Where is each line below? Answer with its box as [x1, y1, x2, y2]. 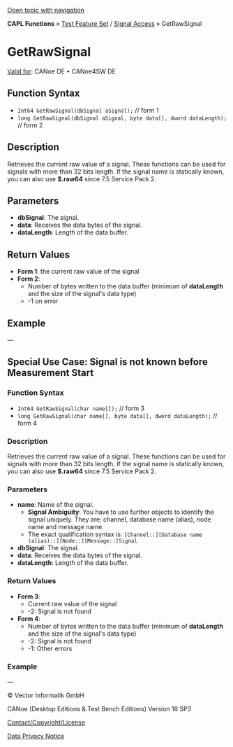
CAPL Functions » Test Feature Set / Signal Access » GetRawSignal [7, 20, 202, 27]
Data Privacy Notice [7, 732, 65, 740]
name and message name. [27, 523, 105, 531]
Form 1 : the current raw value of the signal [17, 267, 140, 276]
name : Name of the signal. [17, 501, 94, 509]
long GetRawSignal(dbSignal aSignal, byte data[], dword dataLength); [17, 115, 227, 122]
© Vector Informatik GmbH [7, 691, 84, 699]
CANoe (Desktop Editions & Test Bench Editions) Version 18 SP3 [7, 704, 192, 713]
